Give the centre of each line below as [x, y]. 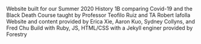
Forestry [17, 34]
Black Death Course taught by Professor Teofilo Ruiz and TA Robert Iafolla [98, 15]
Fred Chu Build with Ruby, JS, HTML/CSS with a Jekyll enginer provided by [100, 28]
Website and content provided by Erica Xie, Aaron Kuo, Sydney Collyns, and [101, 21]
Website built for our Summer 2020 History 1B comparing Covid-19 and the [100, 9]
